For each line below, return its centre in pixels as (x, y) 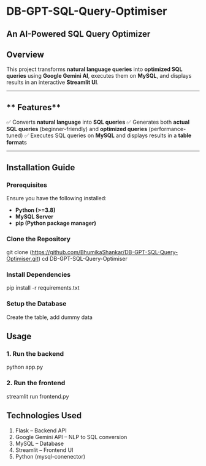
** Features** (34, 107)
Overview (25, 54)
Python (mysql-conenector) (50, 456)
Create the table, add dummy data (50, 317)
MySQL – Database (40, 443)
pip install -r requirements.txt (43, 288)
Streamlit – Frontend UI (44, 450)
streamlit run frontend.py (38, 396)
